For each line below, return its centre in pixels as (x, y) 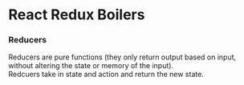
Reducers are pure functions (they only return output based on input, (122, 57)
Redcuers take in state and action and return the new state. (106, 75)
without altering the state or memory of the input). (91, 66)
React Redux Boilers (77, 15)
